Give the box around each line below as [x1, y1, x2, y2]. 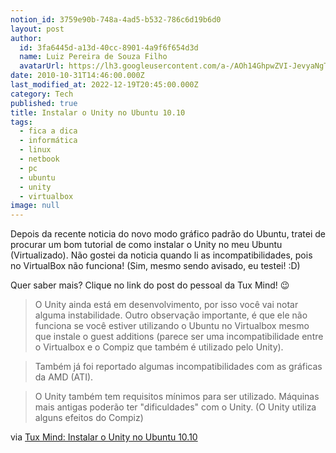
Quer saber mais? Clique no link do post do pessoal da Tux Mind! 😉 [10, 279, 290, 291]
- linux [19, 145, 52, 155]
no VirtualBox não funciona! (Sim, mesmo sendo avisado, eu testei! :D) [10, 260, 301, 272]
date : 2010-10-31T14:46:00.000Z [10, 71, 145, 81]
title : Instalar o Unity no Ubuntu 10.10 [10, 107, 186, 118]
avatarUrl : [19, 61, 65, 71]
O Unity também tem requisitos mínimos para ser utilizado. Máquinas [34, 391, 320, 403]
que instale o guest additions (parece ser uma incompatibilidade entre [34, 331, 324, 343]
